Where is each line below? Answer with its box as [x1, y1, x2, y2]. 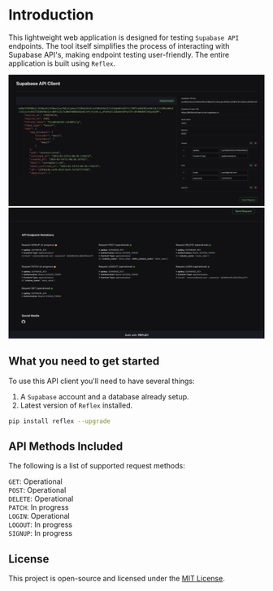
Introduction [8, 6, 94, 24]
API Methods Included [8, 439, 123, 453]
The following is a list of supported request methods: [8, 461, 185, 471]
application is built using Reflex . [8, 58, 116, 68]
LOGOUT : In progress [8, 520, 73, 529]
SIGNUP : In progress [8, 528, 73, 538]
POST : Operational [8, 485, 67, 495]
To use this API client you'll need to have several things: [8, 376, 195, 386]
